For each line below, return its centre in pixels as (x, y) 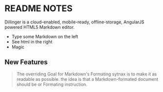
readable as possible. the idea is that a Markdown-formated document (87, 79)
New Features (26, 62)
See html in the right (32, 41)
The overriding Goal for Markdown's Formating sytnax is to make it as (87, 74)
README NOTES (39, 9)
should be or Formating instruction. (52, 84)
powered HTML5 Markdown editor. (40, 27)
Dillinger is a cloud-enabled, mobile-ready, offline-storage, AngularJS (74, 22)
